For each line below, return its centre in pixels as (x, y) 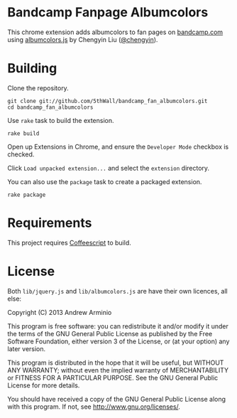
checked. (21, 154)
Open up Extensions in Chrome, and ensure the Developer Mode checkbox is (118, 146)
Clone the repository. (38, 88)
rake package (27, 195)
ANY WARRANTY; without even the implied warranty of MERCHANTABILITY (118, 370)
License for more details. (44, 385)
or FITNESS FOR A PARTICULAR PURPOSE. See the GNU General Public (113, 377)
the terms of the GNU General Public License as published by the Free (110, 333)
